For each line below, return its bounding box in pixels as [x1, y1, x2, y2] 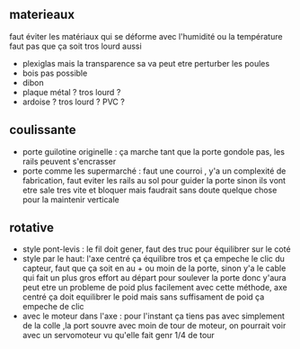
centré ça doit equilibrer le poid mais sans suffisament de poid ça [22, 291, 265, 302]
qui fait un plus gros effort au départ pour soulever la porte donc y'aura [22, 273, 287, 283]
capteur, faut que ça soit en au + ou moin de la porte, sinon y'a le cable [22, 263, 287, 273]
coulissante [9, 122, 76, 138]
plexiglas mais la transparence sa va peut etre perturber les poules [22, 58, 270, 68]
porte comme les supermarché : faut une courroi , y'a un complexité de [22, 166, 287, 176]
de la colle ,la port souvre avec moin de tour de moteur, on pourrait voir [22, 320, 287, 331]
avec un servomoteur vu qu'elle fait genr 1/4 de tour [22, 330, 216, 341]
